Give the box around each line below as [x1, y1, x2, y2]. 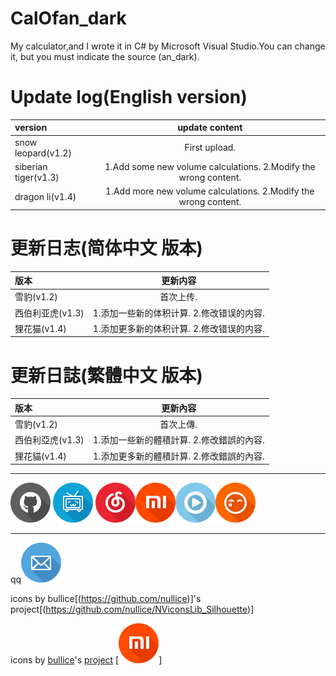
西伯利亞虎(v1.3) [14, 434, 85, 446]
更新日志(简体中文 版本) [10, 237, 203, 259]
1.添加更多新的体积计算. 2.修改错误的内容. [92, 322, 265, 334]
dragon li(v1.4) [14, 190, 77, 202]
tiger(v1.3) [14, 171, 60, 183]
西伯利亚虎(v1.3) [14, 307, 85, 319]
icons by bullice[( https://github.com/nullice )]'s [10, 593, 202, 604]
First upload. [184, 142, 237, 154]
